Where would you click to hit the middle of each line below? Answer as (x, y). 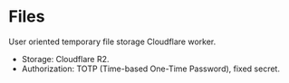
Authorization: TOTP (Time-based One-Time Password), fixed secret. (150, 69)
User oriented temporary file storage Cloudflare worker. (112, 41)
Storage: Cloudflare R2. (65, 59)
